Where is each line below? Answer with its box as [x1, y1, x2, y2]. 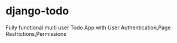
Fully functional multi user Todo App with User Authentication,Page [5, 24, 171, 31]
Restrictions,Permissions [5, 30, 67, 37]
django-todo [5, 4, 69, 18]
